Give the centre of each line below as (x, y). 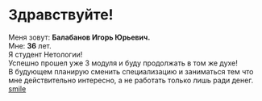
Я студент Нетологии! (46, 54)
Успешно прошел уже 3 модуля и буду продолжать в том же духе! (123, 63)
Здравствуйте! (61, 15)
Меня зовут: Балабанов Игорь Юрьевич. (79, 37)
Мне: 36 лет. (30, 45)
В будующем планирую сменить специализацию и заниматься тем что (131, 71)
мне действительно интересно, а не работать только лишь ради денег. (131, 80)
